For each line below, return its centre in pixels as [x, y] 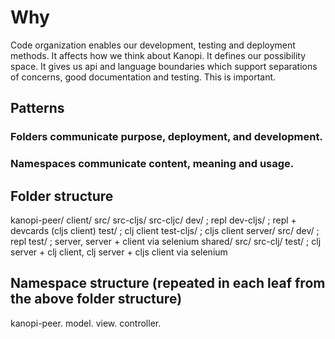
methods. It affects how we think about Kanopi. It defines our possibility [158, 55]
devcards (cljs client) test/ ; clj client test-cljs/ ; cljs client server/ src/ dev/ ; [165, 230]
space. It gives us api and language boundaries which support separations [164, 66]
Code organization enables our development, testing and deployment [153, 45]
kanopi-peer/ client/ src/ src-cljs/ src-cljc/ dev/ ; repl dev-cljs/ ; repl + [153, 220]
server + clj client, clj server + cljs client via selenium [119, 252]
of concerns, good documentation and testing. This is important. [143, 77]
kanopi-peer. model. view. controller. [86, 323]
